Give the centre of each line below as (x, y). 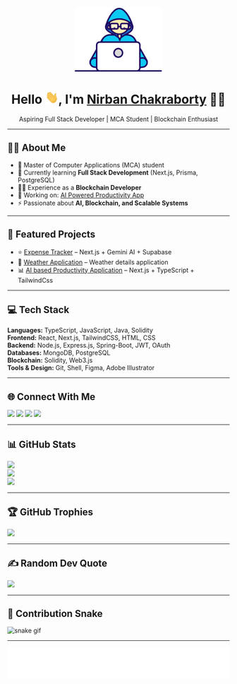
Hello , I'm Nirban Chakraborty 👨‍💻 (119, 100)
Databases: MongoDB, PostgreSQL (59, 353)
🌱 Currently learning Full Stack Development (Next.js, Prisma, (108, 172)
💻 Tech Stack (38, 310)
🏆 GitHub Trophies (50, 512)
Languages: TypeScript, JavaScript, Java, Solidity (80, 330)
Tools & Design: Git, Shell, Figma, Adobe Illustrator (81, 368)
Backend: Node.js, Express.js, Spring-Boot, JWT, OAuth (89, 346)
